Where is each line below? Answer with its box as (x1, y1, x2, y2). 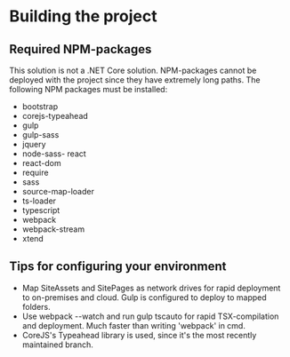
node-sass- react (21, 148, 86, 159)
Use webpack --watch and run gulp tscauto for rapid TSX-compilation (21, 311, 279, 321)
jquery (21, 139, 46, 149)
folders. (21, 301, 51, 312)
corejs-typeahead (21, 111, 89, 121)
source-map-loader (21, 186, 95, 196)
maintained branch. (21, 339, 93, 350)
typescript (21, 205, 60, 215)
